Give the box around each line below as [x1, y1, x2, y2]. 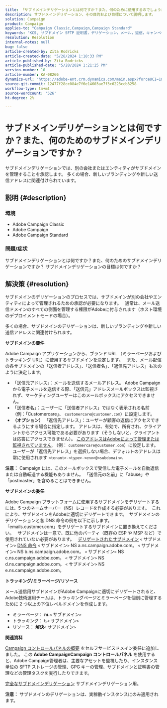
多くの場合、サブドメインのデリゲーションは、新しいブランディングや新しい [5, 323, 162, 329]
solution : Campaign [5, 16, 46, 21]
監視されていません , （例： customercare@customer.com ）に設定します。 [12, 442, 159, 448]
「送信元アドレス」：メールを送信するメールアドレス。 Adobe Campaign [12, 380, 161, 386]
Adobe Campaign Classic [12, 221, 65, 227]
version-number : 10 [5, 68, 46, 73]
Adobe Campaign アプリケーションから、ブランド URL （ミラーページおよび [5, 350, 162, 356]
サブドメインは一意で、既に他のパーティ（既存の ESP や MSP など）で [17, 530, 162, 536]
